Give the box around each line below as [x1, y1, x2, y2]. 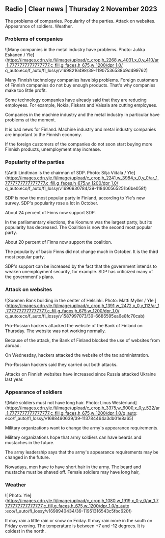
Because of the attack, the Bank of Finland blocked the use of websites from [5, 337, 160, 343]
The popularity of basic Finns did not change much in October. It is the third [5, 249, 159, 255]
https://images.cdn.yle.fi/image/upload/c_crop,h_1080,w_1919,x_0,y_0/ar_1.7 [6, 498, 159, 504]
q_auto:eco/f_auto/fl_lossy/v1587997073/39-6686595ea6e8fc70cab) [5, 313, 145, 319]
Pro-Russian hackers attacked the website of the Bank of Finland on [5, 322, 143, 328]
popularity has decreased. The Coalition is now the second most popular [5, 225, 152, 230]
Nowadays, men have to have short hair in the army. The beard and [5, 464, 141, 470]
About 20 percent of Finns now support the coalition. [5, 239, 112, 245]
